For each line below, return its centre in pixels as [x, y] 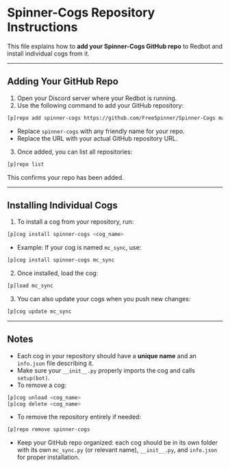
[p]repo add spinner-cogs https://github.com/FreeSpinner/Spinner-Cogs [111, 118]
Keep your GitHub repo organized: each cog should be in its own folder [117, 443]
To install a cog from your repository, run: [75, 222]
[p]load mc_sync [30, 286]
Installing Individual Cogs [62, 205]
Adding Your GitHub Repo [63, 81]
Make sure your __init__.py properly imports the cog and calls [106, 370]
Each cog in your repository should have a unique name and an [107, 355]
